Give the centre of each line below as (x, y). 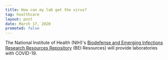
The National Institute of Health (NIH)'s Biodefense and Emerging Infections (84, 42)
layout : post (19, 19)
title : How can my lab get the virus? (46, 10)
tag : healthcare (22, 14)
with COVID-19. (21, 53)
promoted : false (22, 28)
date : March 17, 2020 (28, 24)
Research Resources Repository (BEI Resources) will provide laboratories (81, 48)
